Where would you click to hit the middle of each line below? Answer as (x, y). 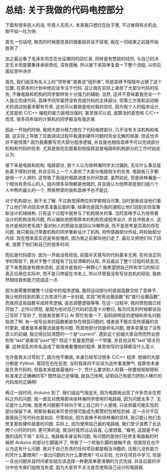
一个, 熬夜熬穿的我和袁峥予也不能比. (73, 190)
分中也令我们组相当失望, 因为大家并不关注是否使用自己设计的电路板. (75, 467)
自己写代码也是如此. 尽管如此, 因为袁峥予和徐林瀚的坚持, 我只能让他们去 (87, 417)
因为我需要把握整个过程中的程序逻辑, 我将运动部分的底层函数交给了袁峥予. (82, 290)
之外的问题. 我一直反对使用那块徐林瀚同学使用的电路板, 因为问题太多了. (82, 399)
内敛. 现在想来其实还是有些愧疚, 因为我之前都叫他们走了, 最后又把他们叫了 (81, 238)
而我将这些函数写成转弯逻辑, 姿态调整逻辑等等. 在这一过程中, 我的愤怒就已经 (83, 303)
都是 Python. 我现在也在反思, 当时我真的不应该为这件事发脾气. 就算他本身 (84, 363)
